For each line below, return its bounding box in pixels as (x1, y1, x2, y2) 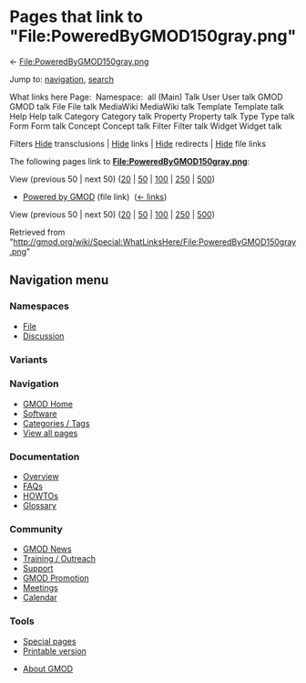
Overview (22, 471, 59, 482)
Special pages (22, 636, 76, 646)
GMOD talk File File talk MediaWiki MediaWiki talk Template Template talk (9, 100, 284, 111)
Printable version (22, 646, 87, 657)
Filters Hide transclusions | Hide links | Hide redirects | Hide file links (9, 138, 267, 149)
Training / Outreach (22, 553, 97, 564)
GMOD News (22, 543, 72, 554)
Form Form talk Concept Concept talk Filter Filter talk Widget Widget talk (9, 121, 282, 131)
